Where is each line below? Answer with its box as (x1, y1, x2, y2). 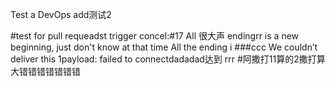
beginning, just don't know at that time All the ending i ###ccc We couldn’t (10, 41, 318, 53)
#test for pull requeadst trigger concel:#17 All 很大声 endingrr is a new (10, 30, 300, 42)
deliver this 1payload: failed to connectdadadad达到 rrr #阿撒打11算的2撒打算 (10, 53, 326, 65)
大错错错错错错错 (10, 66, 81, 77)
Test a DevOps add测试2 (10, 9, 112, 20)
